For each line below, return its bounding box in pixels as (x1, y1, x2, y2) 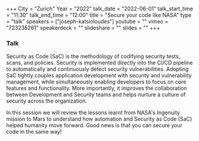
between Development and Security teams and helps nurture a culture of (6, 91, 186, 98)
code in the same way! (6, 128, 62, 136)
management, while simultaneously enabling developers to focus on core (6, 78, 186, 86)
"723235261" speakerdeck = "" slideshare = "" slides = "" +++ (6, 24, 160, 31)
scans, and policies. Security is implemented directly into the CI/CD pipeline (6, 59, 193, 67)
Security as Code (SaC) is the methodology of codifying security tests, (6, 53, 180, 60)
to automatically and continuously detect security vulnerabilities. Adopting (6, 65, 189, 73)
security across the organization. (6, 97, 88, 104)
